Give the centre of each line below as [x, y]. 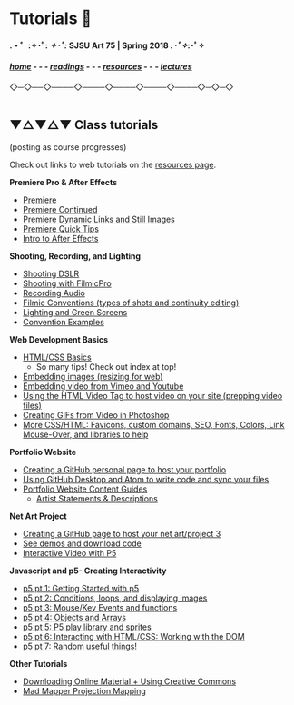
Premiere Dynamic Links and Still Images [98, 219]
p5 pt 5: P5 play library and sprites [87, 627]
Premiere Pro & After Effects [64, 182]
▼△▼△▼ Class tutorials [84, 125]
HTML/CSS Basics [57, 357]
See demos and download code [82, 543]
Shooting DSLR [51, 273]
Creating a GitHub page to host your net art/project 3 [122, 533]
